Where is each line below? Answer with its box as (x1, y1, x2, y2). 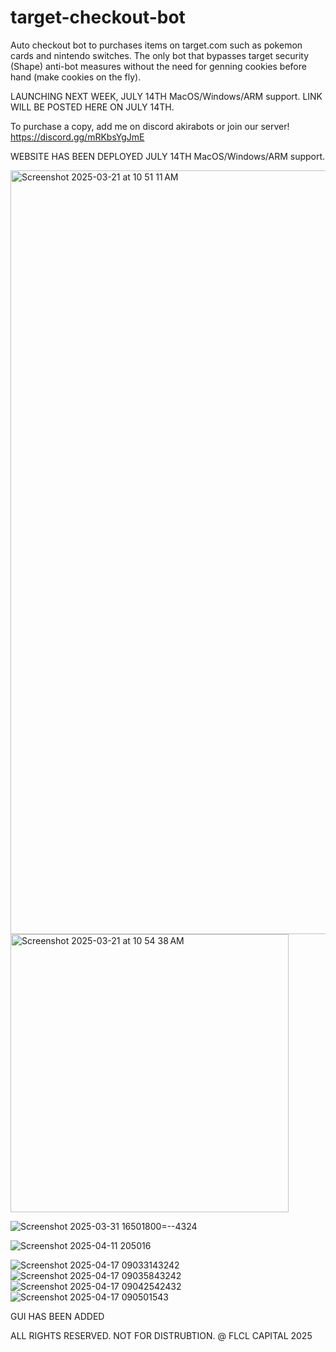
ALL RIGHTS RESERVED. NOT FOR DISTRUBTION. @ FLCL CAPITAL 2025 (10, 1329, 313, 1341)
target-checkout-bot (10, 6, 186, 29)
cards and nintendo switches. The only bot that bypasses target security (10, 49, 310, 61)
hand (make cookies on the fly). (10, 71, 142, 83)
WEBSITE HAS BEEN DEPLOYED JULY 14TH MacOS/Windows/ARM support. (10, 150, 326, 162)
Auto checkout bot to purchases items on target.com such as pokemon (10, 39, 303, 51)
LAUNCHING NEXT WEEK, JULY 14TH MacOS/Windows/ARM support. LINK (10, 90, 323, 102)
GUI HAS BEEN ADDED (10, 1310, 105, 1322)
